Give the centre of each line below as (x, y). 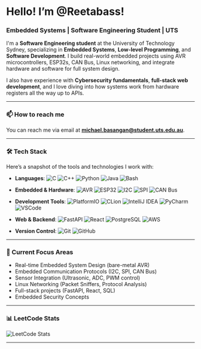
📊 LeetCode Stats (33, 318)
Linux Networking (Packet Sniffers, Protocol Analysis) (81, 284)
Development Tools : (40, 202)
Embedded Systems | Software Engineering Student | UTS (92, 31)
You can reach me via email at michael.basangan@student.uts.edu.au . (95, 130)
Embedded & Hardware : (45, 190)
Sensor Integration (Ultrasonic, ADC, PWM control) (77, 278)
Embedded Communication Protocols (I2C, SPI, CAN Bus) (86, 272)
